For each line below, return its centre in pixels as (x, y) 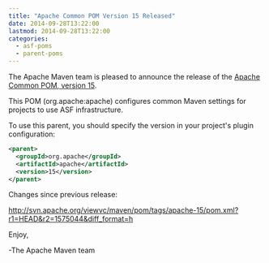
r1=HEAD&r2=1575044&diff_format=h (71, 219)
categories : (28, 39)
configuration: (32, 134)
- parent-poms (39, 54)
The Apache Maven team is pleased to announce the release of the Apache (134, 77)
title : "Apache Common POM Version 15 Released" (92, 16)
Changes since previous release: (63, 195)
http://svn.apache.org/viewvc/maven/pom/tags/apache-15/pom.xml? (124, 210)
